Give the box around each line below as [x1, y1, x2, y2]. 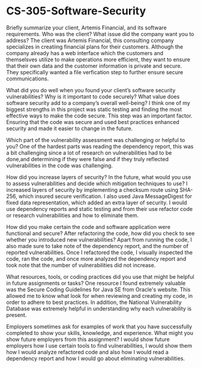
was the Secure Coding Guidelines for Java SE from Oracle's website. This [6, 286, 191, 293]
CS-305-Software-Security [6, 4, 146, 18]
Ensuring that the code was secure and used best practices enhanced [6, 118, 180, 125]
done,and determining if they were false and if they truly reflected [6, 155, 169, 162]
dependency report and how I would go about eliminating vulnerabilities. [6, 355, 185, 362]
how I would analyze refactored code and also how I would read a [6, 348, 169, 355]
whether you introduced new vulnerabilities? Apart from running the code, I [6, 236, 192, 243]
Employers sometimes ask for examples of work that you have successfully [6, 322, 193, 330]
